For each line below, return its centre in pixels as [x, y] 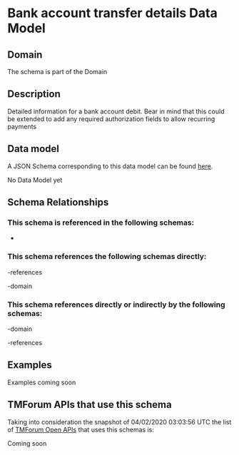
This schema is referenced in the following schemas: [101, 223]
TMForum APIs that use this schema [90, 405]
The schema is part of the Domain [57, 72]
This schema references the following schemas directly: [107, 257]
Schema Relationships [58, 202]
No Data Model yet [35, 180]
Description [34, 94]
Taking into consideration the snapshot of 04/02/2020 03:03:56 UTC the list [119, 421]
